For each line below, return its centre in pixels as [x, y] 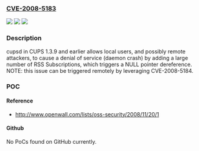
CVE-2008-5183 [31, 8]
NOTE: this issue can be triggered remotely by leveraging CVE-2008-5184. [100, 70]
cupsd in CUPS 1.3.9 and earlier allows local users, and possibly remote [96, 51]
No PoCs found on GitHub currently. [51, 141]
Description [24, 38]
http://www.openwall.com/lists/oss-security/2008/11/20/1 [87, 114]
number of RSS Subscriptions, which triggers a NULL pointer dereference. [99, 64]
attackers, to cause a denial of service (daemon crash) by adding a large [97, 58]
